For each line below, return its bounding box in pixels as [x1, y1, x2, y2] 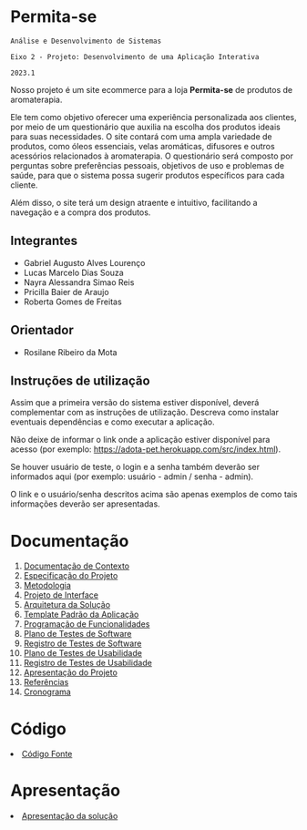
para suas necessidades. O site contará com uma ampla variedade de [10, 130, 272, 142]
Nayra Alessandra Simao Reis [23, 276, 135, 288]
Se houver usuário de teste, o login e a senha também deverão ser [10, 462, 261, 473]
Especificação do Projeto [23, 570, 118, 581]
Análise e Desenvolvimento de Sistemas [10, 36, 162, 46]
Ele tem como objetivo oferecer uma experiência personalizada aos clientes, [10, 111, 297, 122]
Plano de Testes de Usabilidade [23, 648, 142, 659]
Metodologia [23, 580, 72, 591]
